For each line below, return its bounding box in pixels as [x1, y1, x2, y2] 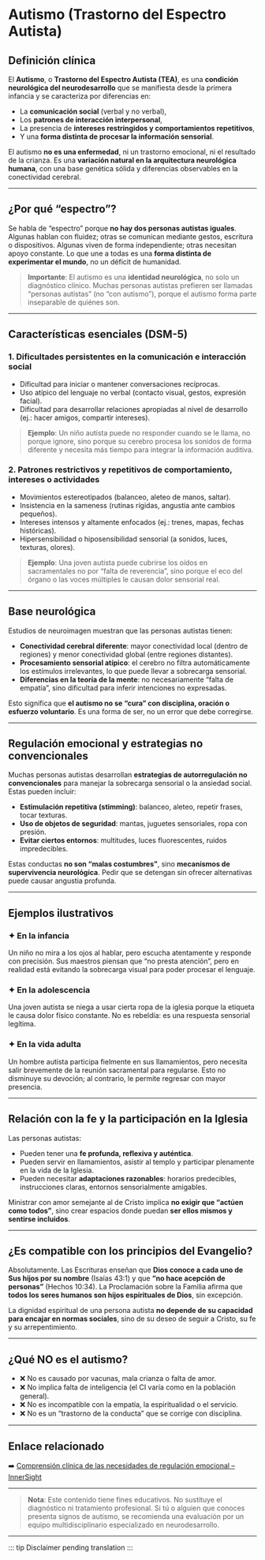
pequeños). [19, 509, 58, 518]
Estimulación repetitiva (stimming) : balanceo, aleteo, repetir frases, [19, 802, 243, 812]
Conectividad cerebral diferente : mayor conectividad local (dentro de [19, 641, 248, 650]
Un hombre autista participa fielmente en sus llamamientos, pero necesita [8, 1057, 248, 1066]
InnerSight [8, 1472, 42, 1481]
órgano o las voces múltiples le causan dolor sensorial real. [27, 574, 221, 584]
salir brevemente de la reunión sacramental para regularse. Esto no [8, 1065, 226, 1075]
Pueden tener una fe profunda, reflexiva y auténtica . [19, 1148, 193, 1158]
